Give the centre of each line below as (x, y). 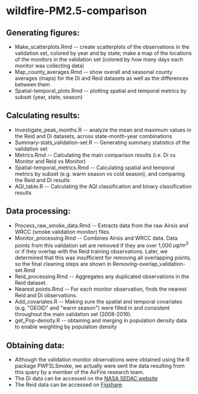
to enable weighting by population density (66, 327)
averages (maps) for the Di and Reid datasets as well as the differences (102, 78)
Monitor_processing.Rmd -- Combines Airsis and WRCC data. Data (96, 238)
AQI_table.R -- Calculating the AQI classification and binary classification (103, 186)
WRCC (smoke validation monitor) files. (63, 232)
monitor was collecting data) (49, 66)
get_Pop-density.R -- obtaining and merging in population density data (101, 321)
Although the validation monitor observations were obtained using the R (102, 360)
